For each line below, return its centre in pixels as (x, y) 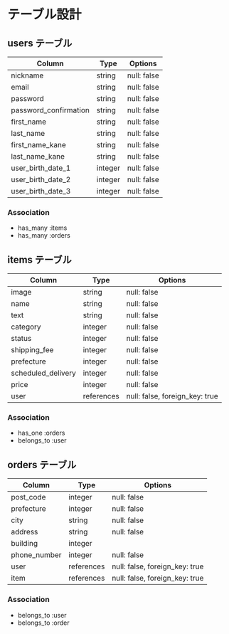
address (25, 532)
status (21, 339)
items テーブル (40, 259)
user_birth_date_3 (41, 191)
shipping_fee (32, 350)
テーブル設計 (44, 15)
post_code (28, 497)
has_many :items (42, 228)
